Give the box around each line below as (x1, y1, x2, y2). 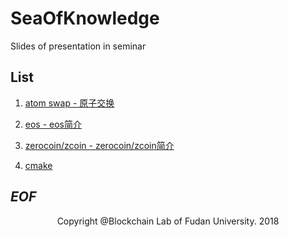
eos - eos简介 (24, 118, 83, 130)
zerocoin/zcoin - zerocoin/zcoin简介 (24, 139, 175, 151)
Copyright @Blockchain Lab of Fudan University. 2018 (56, 215, 280, 227)
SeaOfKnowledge (10, 7, 160, 30)
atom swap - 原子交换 (24, 97, 115, 109)
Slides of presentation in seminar (10, 40, 147, 52)
